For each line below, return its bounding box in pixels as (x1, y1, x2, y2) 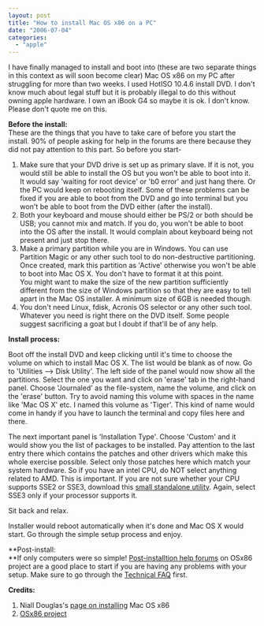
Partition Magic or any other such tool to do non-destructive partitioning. (19, 252, 256, 262)
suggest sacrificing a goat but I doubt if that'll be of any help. (19, 319, 218, 329)
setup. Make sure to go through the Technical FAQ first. (8, 570, 188, 579)
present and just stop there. (19, 236, 110, 245)
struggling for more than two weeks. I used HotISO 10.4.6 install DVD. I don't (8, 80, 255, 89)
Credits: (8, 585, 35, 595)
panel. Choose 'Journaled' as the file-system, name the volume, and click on (8, 383, 257, 393)
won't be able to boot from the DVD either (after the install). (19, 202, 213, 211)
